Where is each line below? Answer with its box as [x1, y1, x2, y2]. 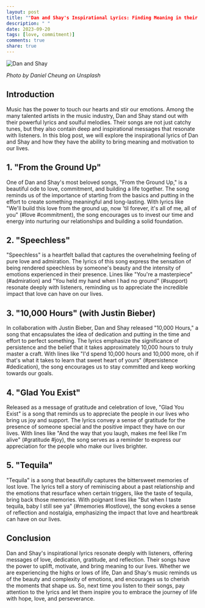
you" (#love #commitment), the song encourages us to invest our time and [6, 211, 194, 218]
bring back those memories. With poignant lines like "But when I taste [6, 496, 181, 503]
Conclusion [6, 533, 51, 544]
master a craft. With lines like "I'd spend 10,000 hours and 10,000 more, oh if [6, 350, 199, 357]
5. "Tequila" [6, 460, 53, 471]
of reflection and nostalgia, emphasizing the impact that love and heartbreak [6, 508, 199, 516]
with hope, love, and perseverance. [6, 595, 95, 602]
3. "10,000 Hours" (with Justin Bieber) [6, 308, 156, 318]
